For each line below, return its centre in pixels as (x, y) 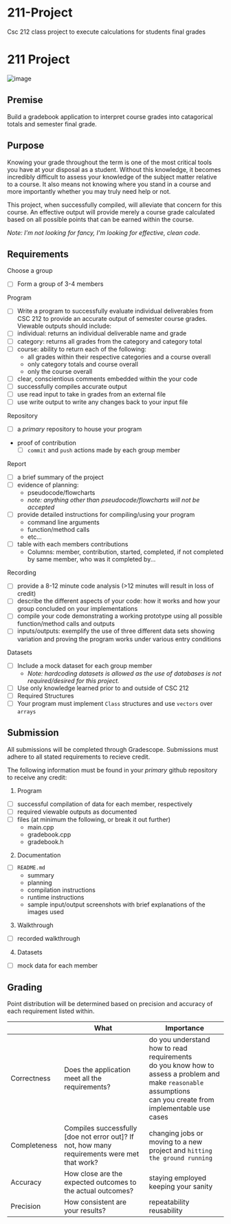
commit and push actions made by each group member (104, 450)
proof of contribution (47, 443)
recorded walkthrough (48, 938)
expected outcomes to (100, 1182)
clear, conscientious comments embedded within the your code (107, 379)
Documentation (39, 855)
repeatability (169, 1202)
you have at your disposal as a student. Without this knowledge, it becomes (114, 169)
